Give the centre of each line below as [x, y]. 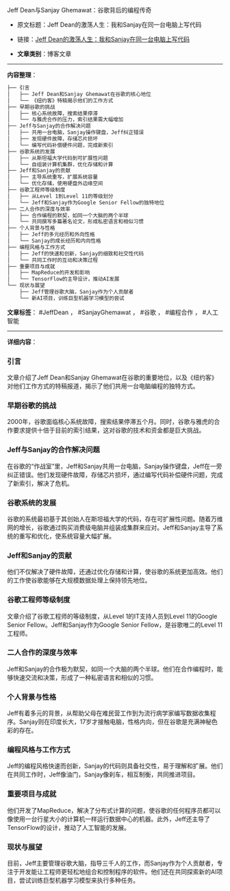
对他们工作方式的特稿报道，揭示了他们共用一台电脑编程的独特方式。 [103, 386]
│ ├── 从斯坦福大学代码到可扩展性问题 [57, 158]
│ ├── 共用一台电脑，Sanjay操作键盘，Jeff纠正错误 [76, 132]
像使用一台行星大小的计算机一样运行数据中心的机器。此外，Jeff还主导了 [108, 819]
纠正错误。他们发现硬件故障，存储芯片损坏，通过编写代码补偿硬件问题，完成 [115, 475]
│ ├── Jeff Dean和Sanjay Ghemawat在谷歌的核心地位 [79, 94]
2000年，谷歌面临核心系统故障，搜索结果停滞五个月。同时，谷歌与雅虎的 [111, 422]
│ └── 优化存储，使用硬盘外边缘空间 [55, 184]
